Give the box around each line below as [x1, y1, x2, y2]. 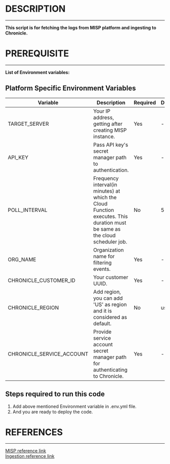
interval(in [93, 181, 117, 188]
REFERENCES [5, 426, 63, 438]
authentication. [93, 166, 129, 173]
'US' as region [93, 301, 127, 308]
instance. [93, 133, 115, 140]
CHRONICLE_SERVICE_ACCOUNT [8, 350, 89, 358]
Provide [93, 328, 112, 335]
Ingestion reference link [5, 453, 55, 459]
